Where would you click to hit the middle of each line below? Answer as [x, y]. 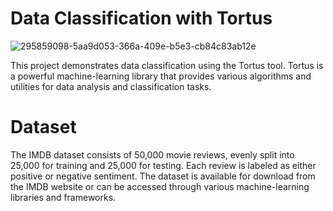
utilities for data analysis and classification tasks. [111, 86]
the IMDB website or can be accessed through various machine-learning [160, 186]
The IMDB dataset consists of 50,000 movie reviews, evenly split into [152, 154]
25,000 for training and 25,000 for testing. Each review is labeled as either [163, 165]
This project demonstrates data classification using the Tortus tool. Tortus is [167, 65]
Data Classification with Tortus [141, 18]
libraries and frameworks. [63, 197]
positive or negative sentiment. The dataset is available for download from [163, 176]
